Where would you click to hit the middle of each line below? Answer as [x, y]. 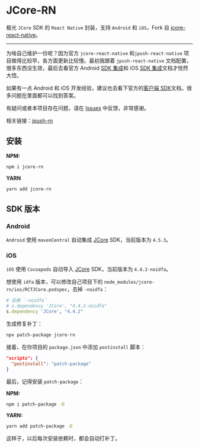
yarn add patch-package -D [39, 426]
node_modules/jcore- [129, 283]
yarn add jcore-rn [29, 189]
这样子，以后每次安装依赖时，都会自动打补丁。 [63, 438]
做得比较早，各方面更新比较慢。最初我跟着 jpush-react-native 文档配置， [101, 61]
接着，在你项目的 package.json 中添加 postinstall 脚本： [76, 347]
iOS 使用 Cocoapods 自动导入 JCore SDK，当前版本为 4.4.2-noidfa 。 [89, 269]
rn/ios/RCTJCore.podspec [37, 290]
